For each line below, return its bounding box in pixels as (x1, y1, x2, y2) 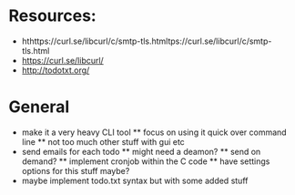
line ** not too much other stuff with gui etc (21, 136, 186, 147)
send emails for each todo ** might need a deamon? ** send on (21, 146, 261, 157)
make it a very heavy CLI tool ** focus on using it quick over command (21, 127, 288, 138)
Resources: (8, 5, 97, 26)
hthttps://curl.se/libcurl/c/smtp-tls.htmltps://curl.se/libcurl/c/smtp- (21, 36, 272, 46)
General (8, 97, 70, 118)
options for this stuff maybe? (21, 165, 130, 176)
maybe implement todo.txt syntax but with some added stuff (21, 175, 249, 186)
